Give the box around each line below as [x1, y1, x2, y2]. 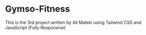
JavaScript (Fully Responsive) [5, 24, 66, 30]
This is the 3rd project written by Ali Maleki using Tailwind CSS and [5, 19, 142, 25]
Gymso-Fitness [5, 3, 70, 15]
